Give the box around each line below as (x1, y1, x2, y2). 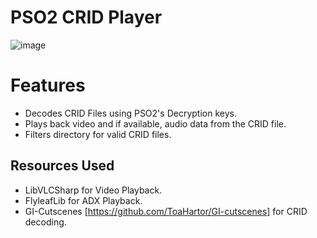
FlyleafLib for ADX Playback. (24, 194, 143, 206)
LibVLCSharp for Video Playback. (24, 184, 163, 196)
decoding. (24, 216, 67, 228)
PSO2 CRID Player (10, 6, 163, 29)
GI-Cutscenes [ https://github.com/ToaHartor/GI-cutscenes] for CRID (24, 205, 308, 217)
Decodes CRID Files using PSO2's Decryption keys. (24, 107, 237, 119)
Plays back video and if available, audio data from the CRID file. (24, 117, 287, 130)
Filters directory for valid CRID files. (24, 128, 172, 140)
